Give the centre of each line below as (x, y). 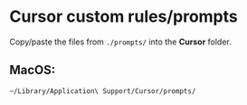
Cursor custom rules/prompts (123, 17)
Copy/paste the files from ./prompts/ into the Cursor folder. (121, 42)
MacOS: (33, 70)
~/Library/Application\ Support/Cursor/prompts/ (103, 91)
